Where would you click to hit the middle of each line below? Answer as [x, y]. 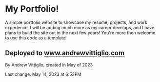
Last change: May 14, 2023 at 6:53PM [43, 74]
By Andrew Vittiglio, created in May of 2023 [49, 65]
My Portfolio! [32, 9]
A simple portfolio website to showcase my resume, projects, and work [76, 22]
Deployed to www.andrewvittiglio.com [65, 53]
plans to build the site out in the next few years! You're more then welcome [80, 33]
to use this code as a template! [36, 38]
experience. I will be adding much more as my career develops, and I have [80, 27]
